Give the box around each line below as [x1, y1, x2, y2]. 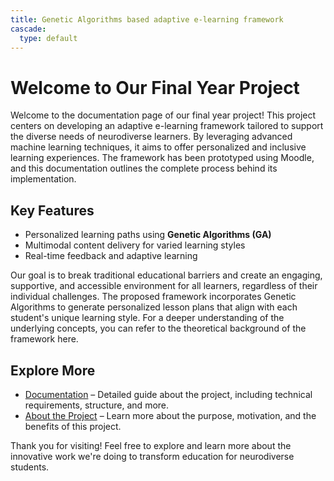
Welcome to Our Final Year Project [10, 76, 300, 99]
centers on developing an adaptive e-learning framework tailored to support [10, 120, 324, 132]
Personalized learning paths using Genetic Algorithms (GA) [24, 229, 272, 241]
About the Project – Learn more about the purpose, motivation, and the [24, 409, 317, 421]
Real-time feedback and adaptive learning [24, 250, 198, 262]
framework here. [10, 333, 79, 345]
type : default [19, 33, 78, 43]
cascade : [10, 24, 47, 34]
